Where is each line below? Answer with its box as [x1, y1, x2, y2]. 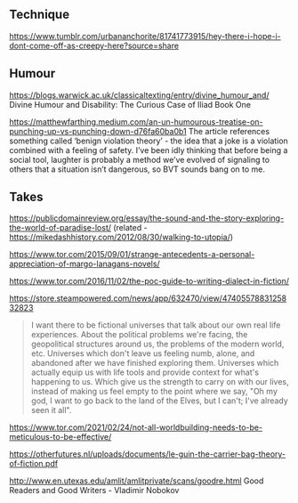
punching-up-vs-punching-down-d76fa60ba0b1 [9, 126, 187, 136]
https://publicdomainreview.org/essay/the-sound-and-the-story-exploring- [9, 213, 285, 223]
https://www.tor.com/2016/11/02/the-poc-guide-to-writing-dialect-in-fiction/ [9, 276, 290, 287]
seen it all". [30, 405, 72, 416]
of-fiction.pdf [9, 458, 59, 469]
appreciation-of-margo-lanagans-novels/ [9, 258, 160, 270]
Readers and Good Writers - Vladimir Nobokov [9, 485, 180, 496]
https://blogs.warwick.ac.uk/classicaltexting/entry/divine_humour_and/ [9, 89, 270, 101]
